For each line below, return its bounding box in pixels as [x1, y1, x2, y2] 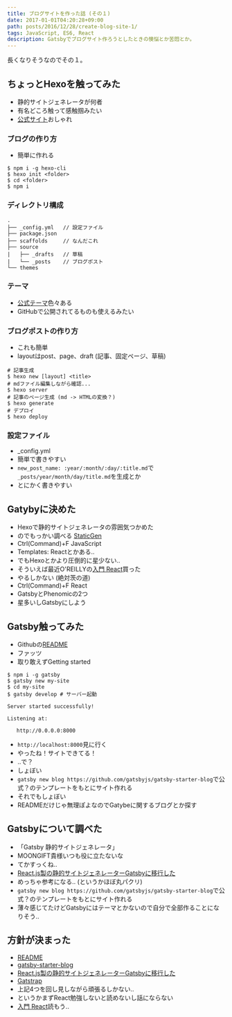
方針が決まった [7, 935, 71, 946]
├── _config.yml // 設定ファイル [7, 224, 104, 231]
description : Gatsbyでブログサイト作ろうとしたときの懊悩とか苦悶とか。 [7, 36, 195, 43]
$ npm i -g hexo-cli [7, 165, 67, 172]
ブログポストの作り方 [7, 326, 78, 336]
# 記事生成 [7, 367, 35, 374]
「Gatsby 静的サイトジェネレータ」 [17, 842, 119, 851]
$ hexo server [7, 387, 48, 393]
